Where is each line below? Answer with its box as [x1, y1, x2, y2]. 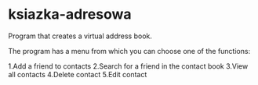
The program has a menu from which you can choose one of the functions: [8, 46, 251, 55]
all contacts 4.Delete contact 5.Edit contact [8, 69, 147, 79]
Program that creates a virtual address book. [8, 31, 153, 41]
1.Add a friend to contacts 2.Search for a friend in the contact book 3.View [8, 61, 249, 71]
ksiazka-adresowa [8, 5, 132, 23]
